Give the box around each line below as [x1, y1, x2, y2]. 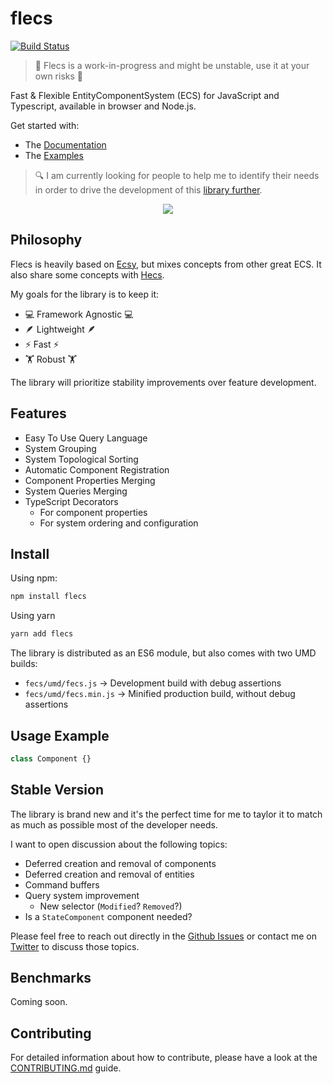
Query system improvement [24, 889, 140, 901]
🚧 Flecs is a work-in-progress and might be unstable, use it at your [34, 59, 310, 71]
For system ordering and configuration [39, 517, 199, 529]
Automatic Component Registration [24, 463, 170, 476]
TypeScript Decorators [24, 495, 119, 507]
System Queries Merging [24, 485, 128, 497]
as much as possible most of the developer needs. [10, 818, 218, 831]
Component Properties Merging [24, 474, 156, 486]
